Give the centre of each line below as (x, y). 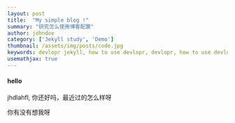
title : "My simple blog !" (48, 20)
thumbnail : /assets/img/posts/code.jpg (65, 46)
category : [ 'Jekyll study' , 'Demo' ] (60, 40)
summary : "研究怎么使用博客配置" (51, 26)
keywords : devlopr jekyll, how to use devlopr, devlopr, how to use (109, 53)
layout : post (26, 14)
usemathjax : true (33, 59)
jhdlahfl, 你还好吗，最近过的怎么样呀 (59, 97)
